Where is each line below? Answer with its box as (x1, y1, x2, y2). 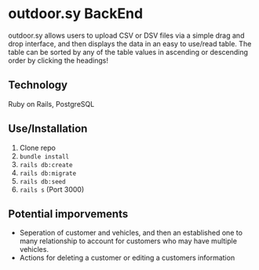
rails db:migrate (19, 170, 77, 177)
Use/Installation (8, 122, 88, 136)
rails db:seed (19, 177, 66, 185)
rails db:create (19, 161, 73, 169)
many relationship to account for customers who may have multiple (19, 236, 238, 246)
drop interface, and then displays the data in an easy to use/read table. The (8, 38, 252, 48)
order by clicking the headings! (8, 56, 108, 65)
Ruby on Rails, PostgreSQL (8, 99, 95, 108)
